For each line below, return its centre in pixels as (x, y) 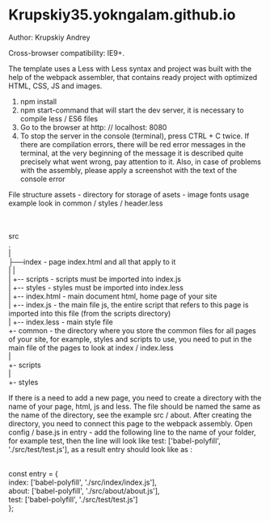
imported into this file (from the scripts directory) (90, 313)
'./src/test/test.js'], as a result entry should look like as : (100, 449)
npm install (38, 101)
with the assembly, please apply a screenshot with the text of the (128, 170)
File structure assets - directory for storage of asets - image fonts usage (129, 194)
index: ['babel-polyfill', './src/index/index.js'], (83, 482)
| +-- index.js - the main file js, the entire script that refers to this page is (129, 304)
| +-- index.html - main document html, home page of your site (113, 296)
